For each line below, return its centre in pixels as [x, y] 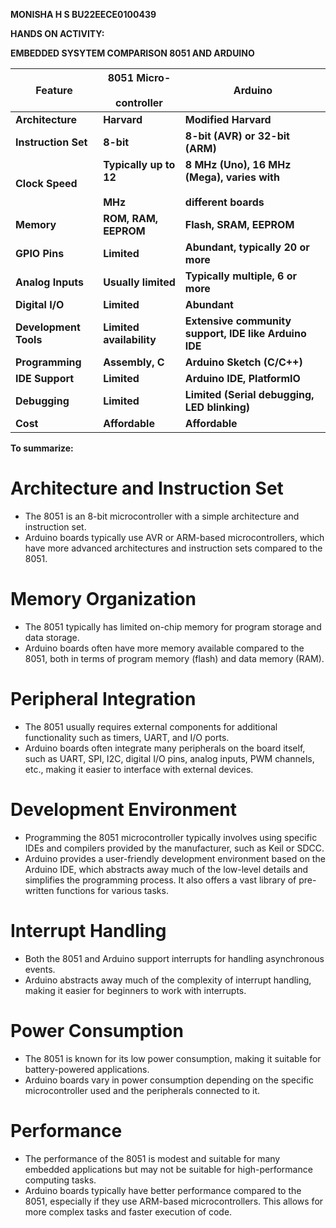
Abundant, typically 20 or [247, 247]
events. [40, 969]
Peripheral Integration [103, 699]
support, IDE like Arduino [245, 333]
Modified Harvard [228, 119]
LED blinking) [217, 407]
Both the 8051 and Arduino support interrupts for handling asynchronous [174, 958]
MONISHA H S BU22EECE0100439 [83, 14]
